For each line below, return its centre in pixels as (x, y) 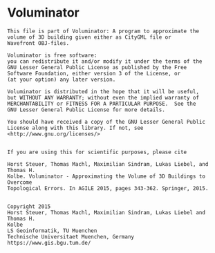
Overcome (20, 182)
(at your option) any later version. (62, 79)
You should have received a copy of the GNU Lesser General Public (106, 122)
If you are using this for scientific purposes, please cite (97, 152)
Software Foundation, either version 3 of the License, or (94, 73)
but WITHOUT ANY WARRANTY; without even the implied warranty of (103, 97)
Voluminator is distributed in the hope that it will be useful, (103, 91)
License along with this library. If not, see (75, 128)
